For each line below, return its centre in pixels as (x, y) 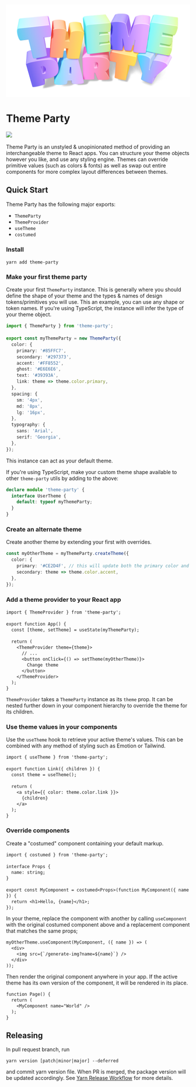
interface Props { (28, 866)
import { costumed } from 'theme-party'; (57, 855)
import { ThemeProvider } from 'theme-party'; (64, 612)
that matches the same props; (42, 931)
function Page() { (28, 994)
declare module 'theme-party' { (45, 490)
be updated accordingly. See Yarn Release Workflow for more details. (90, 1078)
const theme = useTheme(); (44, 775)
